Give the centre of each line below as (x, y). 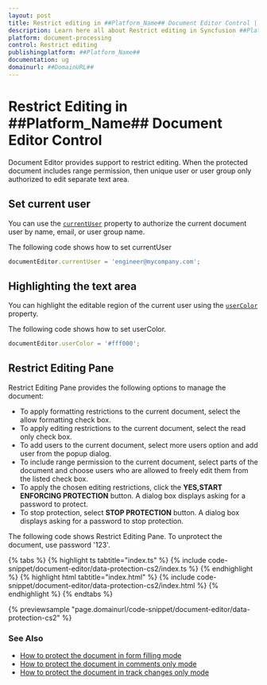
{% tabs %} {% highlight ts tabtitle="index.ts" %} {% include (107, 560)
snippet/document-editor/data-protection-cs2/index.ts (98, 568)
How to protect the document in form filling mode (101, 656)
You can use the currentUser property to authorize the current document (128, 223)
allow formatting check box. (65, 419)
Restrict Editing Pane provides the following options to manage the (117, 387)
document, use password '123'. (59, 545)
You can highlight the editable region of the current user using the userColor (133, 306)
